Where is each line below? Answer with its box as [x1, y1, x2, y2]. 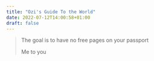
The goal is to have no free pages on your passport [21, 37, 149, 44]
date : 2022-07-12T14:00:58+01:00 [6, 14, 91, 21]
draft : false [6, 20, 39, 26]
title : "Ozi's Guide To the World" [6, 8, 96, 15]
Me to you [21, 48, 47, 56]
